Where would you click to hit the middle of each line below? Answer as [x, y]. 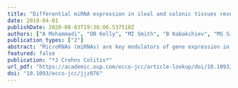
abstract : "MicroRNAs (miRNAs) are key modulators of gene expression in [119, 47]
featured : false [31, 54]
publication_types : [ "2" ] [45, 40]
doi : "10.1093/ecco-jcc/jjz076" [55, 73]
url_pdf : [20, 67]
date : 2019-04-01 [33, 21]
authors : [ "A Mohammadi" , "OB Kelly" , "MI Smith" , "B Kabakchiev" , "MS [115, 34]
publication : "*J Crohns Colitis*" [60, 60]
